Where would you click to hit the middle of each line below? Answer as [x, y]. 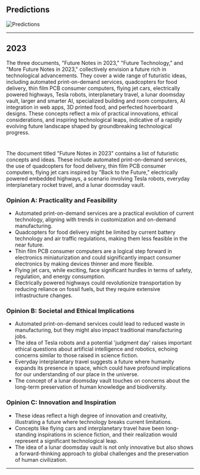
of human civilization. [41, 460]
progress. [18, 132]
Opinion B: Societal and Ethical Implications [71, 311]
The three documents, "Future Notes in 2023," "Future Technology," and [95, 62]
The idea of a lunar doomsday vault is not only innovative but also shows [104, 447]
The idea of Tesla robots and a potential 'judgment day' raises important [103, 343]
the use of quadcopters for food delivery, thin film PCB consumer [86, 165]
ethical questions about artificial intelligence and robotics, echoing [96, 349]
